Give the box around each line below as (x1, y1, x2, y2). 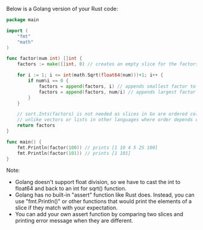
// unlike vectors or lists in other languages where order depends (17, 117, 193, 123)
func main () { (6, 139, 42, 145)
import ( (6, 27, 28, 34)
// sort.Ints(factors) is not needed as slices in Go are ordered (17, 111, 188, 117)
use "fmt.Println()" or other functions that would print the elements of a (14, 198, 192, 205)
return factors (17, 122, 56, 129)
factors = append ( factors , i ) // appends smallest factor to (38, 83, 196, 90)
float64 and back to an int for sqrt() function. (14, 185, 127, 192)
